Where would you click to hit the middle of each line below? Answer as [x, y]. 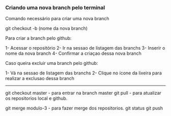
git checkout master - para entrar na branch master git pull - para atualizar [83, 93]
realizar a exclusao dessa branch [40, 79]
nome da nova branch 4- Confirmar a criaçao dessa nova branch [73, 53]
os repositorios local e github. [36, 98]
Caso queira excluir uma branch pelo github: [52, 63]
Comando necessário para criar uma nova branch [57, 19]
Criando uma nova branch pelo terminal [55, 8]
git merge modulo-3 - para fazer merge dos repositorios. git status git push [84, 108]
